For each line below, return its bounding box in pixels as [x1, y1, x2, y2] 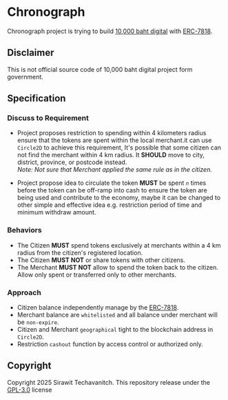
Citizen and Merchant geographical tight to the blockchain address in [17, 326, 214, 334]
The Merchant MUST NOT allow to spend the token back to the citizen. [17, 263, 218, 271]
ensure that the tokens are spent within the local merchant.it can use [17, 136, 212, 145]
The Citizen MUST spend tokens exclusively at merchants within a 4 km [17, 241, 221, 249]
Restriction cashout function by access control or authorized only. [17, 340, 203, 348]
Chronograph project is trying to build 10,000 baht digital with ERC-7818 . [7, 27, 213, 35]
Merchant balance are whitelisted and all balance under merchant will [17, 311, 218, 319]
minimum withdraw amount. [17, 208, 96, 217]
